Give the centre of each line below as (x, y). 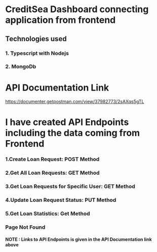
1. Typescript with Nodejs (37, 53)
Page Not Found (25, 227)
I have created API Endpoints (67, 122)
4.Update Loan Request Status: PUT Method (61, 200)
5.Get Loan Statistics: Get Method (48, 214)
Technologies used (36, 39)
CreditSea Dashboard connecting (77, 9)
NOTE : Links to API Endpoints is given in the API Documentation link (78, 239)
